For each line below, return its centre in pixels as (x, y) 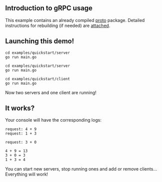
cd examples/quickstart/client (38, 79)
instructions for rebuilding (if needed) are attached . (58, 25)
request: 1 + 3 (21, 134)
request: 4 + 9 (21, 129)
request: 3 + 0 (21, 142)
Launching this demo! (40, 41)
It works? (20, 108)
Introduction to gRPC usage (49, 8)
